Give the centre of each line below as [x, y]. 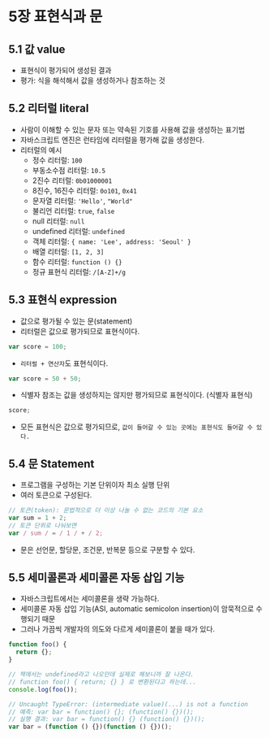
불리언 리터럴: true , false [73, 211]
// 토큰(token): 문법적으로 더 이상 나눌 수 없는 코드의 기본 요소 [106, 510]
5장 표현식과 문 [56, 17]
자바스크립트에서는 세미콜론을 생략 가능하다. [90, 599]
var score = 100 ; [38, 346]
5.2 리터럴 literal [49, 109]
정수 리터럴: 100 [57, 160]
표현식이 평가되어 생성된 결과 [66, 70]
